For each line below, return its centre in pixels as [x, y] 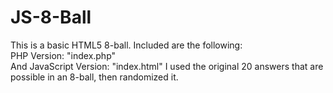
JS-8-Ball [51, 17]
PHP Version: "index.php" [63, 55]
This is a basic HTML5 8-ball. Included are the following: [126, 45]
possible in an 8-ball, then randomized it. [94, 77]
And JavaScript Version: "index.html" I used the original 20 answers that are [167, 66]
